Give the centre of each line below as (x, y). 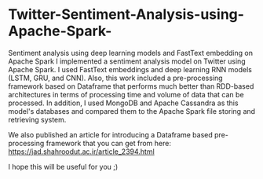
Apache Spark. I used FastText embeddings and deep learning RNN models (130, 69)
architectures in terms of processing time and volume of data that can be (126, 94)
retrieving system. (37, 119)
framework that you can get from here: (108, 143)
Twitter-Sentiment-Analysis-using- (126, 15)
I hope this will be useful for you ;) (63, 166)
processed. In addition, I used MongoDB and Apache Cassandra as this (123, 103)
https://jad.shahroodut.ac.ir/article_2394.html (81, 152)
